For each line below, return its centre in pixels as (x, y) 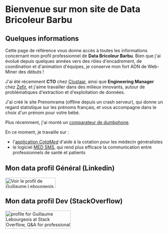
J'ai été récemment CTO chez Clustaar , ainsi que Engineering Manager (80, 82)
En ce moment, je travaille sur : (37, 132)
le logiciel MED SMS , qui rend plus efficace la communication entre (82, 147)
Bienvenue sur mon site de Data (73, 9)
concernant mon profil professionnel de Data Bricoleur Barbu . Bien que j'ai (83, 56)
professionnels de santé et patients (49, 152)
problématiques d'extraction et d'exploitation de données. (65, 92)
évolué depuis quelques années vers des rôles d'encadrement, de (74, 61)
